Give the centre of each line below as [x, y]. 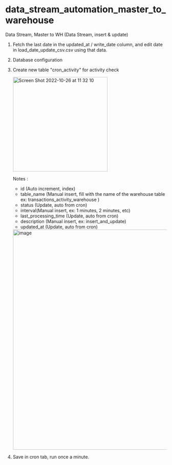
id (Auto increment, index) [48, 189]
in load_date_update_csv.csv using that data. [60, 50]
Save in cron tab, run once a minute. [51, 457]
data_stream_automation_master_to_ [86, 9]
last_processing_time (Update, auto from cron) [69, 216]
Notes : [20, 178]
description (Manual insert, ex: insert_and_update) [73, 221]
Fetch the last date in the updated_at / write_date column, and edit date [88, 44]
